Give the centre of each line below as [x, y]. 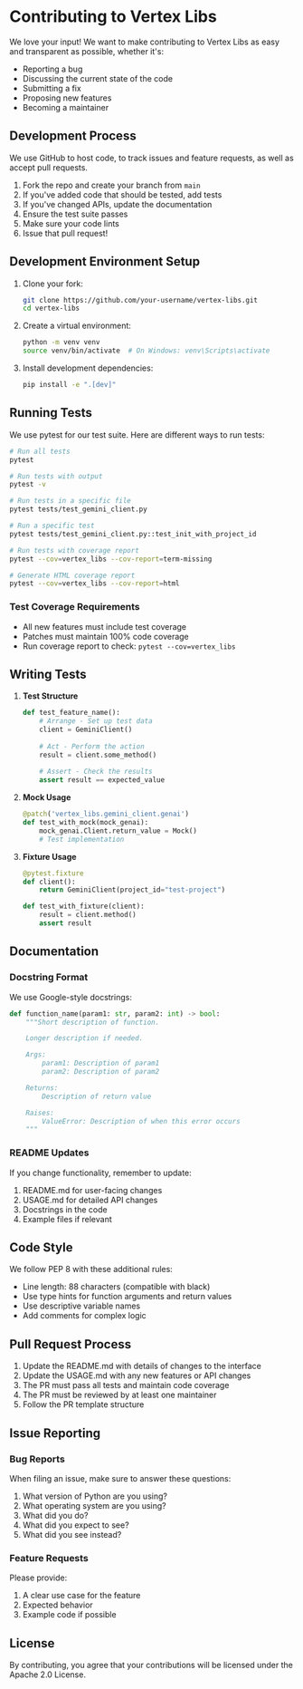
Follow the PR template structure [83, 1404]
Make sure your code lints [71, 223]
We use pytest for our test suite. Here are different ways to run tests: [137, 434]
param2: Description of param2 [101, 1072]
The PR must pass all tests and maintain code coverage [126, 1385]
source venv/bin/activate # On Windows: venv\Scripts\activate [146, 351]
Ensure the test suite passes [75, 214]
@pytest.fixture [53, 873]
